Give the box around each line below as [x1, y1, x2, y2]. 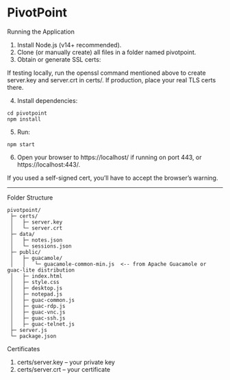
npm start [7, 141, 36, 148]
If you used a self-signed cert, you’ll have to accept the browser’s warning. [7, 174, 218, 182]
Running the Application [7, 27, 75, 36]
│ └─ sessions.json [10, 242, 72, 250]
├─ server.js [10, 326, 48, 333]
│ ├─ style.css [10, 278, 60, 285]
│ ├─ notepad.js [10, 290, 63, 298]
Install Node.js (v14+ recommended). [16, 40, 122, 49]
